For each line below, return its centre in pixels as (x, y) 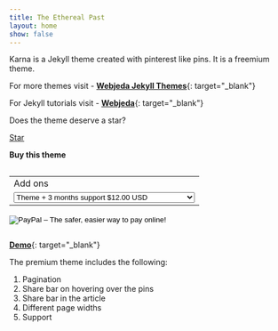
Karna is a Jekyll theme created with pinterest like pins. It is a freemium (139, 60)
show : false (31, 34)
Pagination (42, 279)
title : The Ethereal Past (57, 17)
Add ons (31, 183)
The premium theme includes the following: (88, 262)
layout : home (33, 26)
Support (37, 318)
